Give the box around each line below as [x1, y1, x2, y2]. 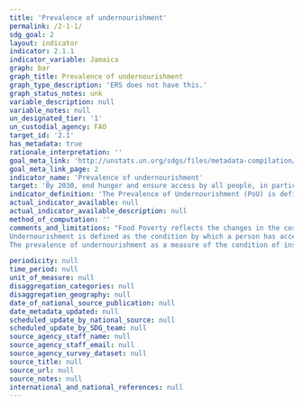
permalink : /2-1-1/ [9, 22, 83, 31]
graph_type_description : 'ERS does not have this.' [9, 80, 207, 89]
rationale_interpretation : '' [9, 147, 124, 156]
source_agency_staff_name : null [9, 332, 131, 342]
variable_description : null [9, 97, 115, 107]
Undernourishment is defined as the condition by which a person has [9, 231, 277, 240]
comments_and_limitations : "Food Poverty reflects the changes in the [9, 223, 280, 232]
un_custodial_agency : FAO [9, 123, 106, 132]
